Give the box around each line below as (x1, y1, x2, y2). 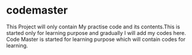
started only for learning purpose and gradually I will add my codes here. (6, 29, 187, 36)
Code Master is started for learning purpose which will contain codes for (6, 35, 186, 43)
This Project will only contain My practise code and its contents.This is (6, 23, 181, 30)
